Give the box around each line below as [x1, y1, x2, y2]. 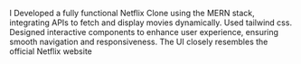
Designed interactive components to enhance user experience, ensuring [9, 27, 278, 37]
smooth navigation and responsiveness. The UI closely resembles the [9, 36, 268, 47]
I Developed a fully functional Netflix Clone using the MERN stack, [9, 8, 255, 18]
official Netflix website [9, 46, 92, 57]
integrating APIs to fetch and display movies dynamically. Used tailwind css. [9, 17, 292, 28]
